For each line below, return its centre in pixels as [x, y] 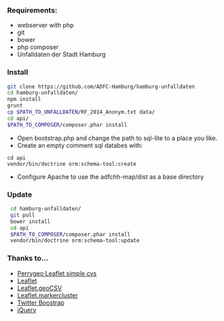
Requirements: [32, 10]
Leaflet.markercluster [47, 295]
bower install [30, 221]
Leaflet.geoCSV [40, 288]
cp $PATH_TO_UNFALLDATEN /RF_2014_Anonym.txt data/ [81, 112]
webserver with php [45, 25]
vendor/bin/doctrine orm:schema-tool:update [75, 241]
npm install [24, 99]
